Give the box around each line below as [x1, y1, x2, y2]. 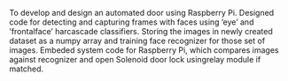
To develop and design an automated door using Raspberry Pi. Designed [9, 8, 275, 18]
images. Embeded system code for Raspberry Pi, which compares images [9, 45, 279, 55]
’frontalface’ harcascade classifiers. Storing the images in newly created [9, 26, 273, 36]
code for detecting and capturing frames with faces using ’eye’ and [9, 17, 254, 27]
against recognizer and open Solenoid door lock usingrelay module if [9, 55, 261, 64]
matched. [9, 63, 44, 74]
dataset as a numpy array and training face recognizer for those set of [9, 35, 266, 46]
